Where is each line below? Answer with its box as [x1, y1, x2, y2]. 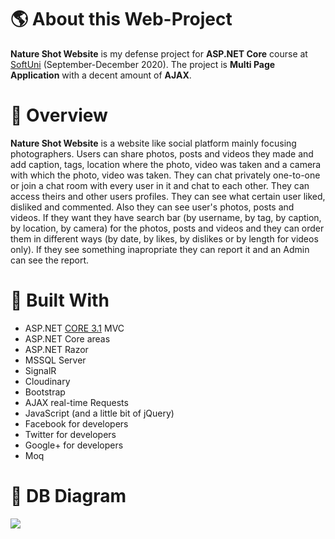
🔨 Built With [10, 289, 110, 312]
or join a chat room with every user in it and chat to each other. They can [10, 179, 310, 191]
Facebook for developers [24, 417, 129, 430]
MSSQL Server [24, 354, 87, 366]
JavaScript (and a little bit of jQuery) [24, 407, 175, 419]
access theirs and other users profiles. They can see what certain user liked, [10, 190, 326, 202]
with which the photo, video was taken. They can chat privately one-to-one [10, 169, 321, 181]
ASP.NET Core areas [24, 332, 111, 345]
